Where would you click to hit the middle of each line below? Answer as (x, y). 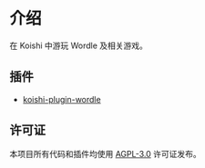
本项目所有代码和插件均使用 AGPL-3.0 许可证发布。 (106, 153)
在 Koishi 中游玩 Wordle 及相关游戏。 (79, 45)
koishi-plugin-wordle (62, 99)
